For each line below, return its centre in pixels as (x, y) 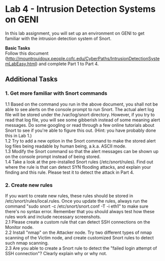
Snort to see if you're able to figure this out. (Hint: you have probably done (81, 130)
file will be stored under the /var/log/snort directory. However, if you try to (80, 114)
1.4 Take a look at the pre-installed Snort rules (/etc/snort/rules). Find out (79, 162)
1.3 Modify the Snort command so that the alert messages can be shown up (82, 151)
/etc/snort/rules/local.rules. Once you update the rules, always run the (76, 201)
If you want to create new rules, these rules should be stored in (69, 195)
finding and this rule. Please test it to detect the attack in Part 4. (70, 172)
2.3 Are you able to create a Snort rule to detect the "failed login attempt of (81, 248)
